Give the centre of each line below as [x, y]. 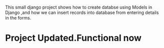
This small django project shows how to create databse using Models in [79, 7]
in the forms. [18, 18]
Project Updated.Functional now [74, 38]
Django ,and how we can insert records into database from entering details [82, 12]
